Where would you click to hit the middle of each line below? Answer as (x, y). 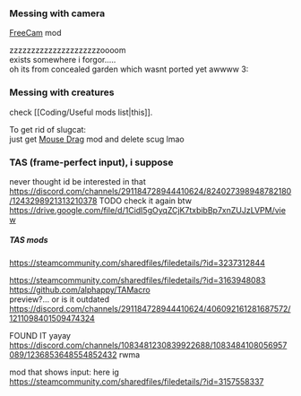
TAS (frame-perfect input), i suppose (91, 162)
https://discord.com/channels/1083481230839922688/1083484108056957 (148, 345)
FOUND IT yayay (40, 335)
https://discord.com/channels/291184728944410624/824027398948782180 (150, 191)
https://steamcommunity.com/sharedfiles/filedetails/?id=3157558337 (137, 381)
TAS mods (29, 240)
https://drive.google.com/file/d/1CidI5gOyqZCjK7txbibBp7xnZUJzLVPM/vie (148, 210)
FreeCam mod (35, 33)
